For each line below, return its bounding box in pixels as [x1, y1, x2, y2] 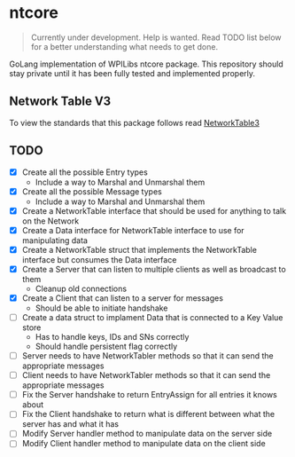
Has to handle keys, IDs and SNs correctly [35, 332, 190, 343]
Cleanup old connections [35, 283, 127, 294]
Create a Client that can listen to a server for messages [21, 292, 224, 303]
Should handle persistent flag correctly [35, 341, 178, 352]
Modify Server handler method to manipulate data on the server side [21, 429, 273, 439]
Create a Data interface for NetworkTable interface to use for [21, 225, 245, 235]
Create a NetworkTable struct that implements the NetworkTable [21, 244, 257, 255]
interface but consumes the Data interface [21, 254, 177, 264]
